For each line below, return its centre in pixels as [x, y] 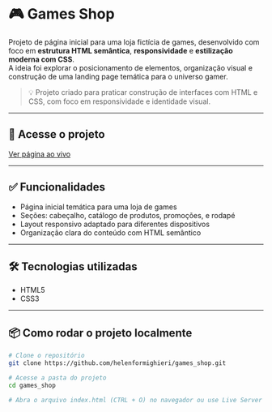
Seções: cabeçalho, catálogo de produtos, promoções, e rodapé [127, 215]
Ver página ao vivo [40, 154]
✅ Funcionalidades [57, 187]
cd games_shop [32, 385]
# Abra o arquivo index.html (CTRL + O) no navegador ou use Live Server [136, 400]
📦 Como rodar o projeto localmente [100, 333]
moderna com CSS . [42, 59]
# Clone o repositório [47, 356]
